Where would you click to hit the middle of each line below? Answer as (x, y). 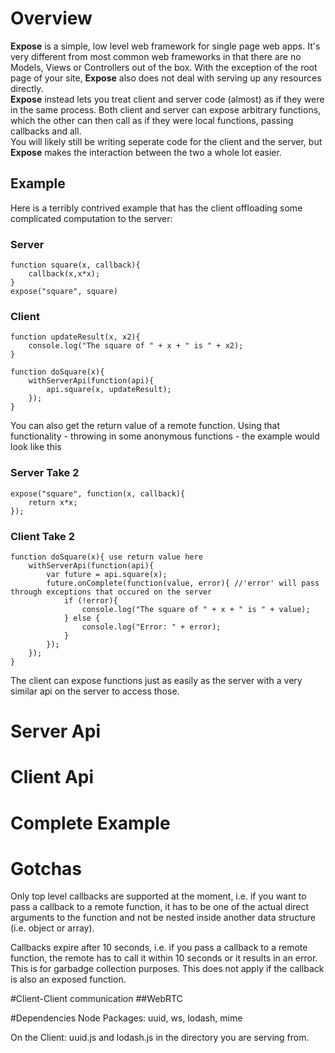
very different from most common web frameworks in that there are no (156, 56)
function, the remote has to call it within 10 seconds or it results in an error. (164, 958)
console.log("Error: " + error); (151, 627)
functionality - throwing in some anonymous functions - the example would (165, 436)
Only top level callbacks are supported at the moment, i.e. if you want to (158, 896)
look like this (36, 447)
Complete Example (90, 823)
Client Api (52, 777)
